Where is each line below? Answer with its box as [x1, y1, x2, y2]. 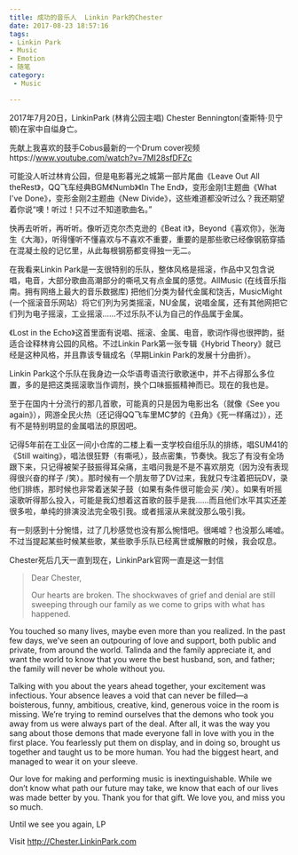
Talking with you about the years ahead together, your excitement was [9, 680, 266, 691]
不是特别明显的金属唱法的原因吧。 [16, 420, 142, 431]
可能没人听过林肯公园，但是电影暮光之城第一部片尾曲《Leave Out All [9, 170, 260, 181]
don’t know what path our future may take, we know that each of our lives [9, 782, 279, 793]
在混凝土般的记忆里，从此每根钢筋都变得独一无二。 [9, 245, 196, 256]
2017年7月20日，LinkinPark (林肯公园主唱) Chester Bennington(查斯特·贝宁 [9, 112, 284, 123]
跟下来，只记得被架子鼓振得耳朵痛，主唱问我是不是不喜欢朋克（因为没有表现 [9, 461, 289, 471]
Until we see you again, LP [9, 819, 106, 829]
